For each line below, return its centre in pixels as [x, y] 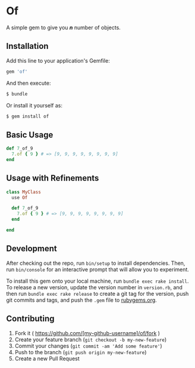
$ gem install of [28, 116]
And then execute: [29, 83]
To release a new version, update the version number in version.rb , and [95, 287]
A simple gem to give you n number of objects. [63, 27]
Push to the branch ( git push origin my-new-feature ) [81, 352]
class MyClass [24, 192]
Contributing [30, 319]
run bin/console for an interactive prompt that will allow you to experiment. [97, 269]
